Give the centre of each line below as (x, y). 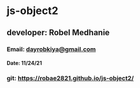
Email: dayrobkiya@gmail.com (51, 49)
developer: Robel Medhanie (58, 33)
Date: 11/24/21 (24, 63)
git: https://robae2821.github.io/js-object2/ (70, 79)
